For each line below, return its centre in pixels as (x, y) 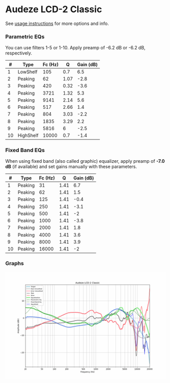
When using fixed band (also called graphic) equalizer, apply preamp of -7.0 (85, 161)
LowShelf (27, 72)
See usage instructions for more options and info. (57, 23)
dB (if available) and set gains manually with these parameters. (71, 167)
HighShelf (28, 135)
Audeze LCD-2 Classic (54, 9)
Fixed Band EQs (25, 150)
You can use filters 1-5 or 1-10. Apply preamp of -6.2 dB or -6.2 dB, (76, 48)
